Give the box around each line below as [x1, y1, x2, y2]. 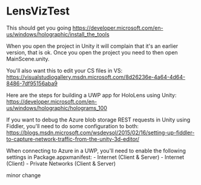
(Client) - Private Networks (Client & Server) [6, 160, 116, 167]
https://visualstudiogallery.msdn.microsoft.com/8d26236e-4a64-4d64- [6, 73, 186, 80]
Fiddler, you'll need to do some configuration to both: [6, 122, 139, 129]
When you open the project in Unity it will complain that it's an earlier [6, 42, 179, 50]
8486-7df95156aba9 [6, 80, 58, 87]
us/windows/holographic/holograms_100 [6, 104, 107, 111]
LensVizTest [6, 4, 70, 18]
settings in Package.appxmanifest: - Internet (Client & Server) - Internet [6, 153, 185, 161]
